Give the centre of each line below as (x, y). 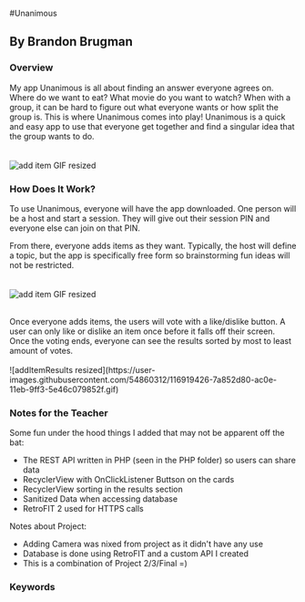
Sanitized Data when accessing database (100, 499)
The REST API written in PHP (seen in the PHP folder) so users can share (159, 461)
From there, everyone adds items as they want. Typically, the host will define (153, 245)
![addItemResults (41, 369)
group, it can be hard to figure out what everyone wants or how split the (144, 107)
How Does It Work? (52, 189)
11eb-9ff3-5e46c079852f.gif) (64, 389)
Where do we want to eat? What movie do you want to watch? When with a (150, 97)
